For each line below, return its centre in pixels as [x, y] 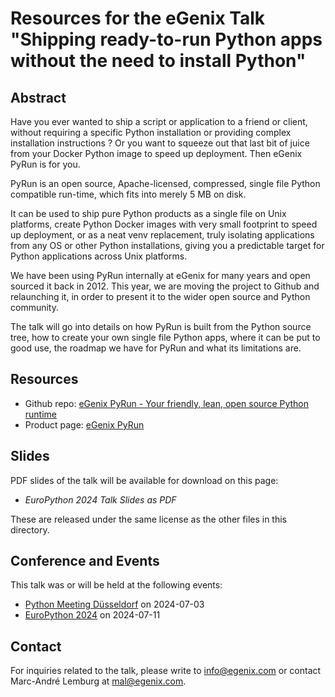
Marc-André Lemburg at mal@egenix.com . [98, 681]
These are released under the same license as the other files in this [149, 519]
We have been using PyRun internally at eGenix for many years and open [160, 275]
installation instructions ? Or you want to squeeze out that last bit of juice [160, 143]
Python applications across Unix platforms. [99, 256]
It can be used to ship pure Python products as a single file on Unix [148, 213]
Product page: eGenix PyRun [84, 424]
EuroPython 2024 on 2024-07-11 [92, 615]
